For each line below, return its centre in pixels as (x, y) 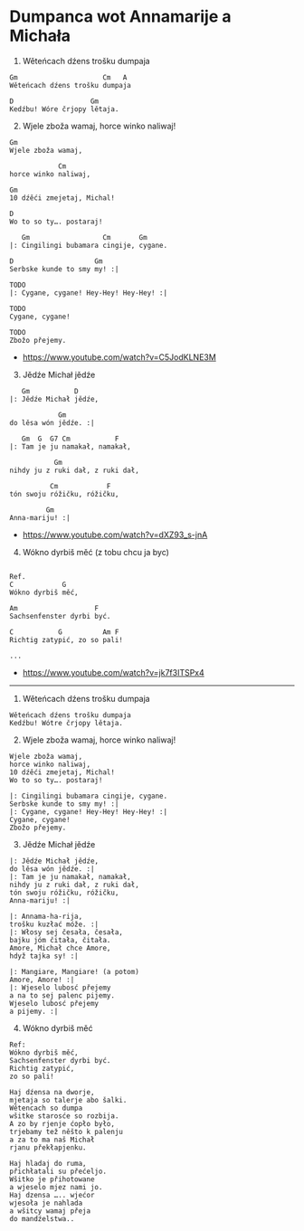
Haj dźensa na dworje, (52, 1092)
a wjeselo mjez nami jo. (56, 1187)
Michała (40, 36)
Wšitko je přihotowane (52, 1179)
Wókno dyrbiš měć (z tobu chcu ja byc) (96, 552)
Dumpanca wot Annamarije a (121, 17)
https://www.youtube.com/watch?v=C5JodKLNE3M (119, 357)
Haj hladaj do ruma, (48, 1163)
